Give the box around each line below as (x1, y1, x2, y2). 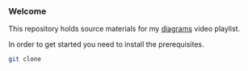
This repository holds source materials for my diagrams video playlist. (8, 24, 241, 34)
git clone (8, 55, 42, 64)
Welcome (8, 6, 47, 17)
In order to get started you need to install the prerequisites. (8, 40, 204, 49)
